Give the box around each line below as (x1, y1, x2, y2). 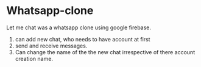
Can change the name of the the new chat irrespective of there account (15, 48, 196, 55)
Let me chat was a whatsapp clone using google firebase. (6, 24, 151, 31)
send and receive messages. (15, 42, 88, 49)
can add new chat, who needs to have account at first (15, 35, 150, 43)
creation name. (15, 55, 54, 62)
